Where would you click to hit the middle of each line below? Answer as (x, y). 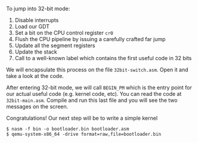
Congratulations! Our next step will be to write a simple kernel (82, 118)
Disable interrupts (37, 20)
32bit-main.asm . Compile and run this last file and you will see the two (92, 100)
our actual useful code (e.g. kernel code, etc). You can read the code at (94, 94)
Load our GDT (32, 27)
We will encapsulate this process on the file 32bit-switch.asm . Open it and (98, 70)
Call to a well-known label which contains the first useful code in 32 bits (103, 58)
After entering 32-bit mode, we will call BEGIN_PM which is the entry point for (99, 88)
